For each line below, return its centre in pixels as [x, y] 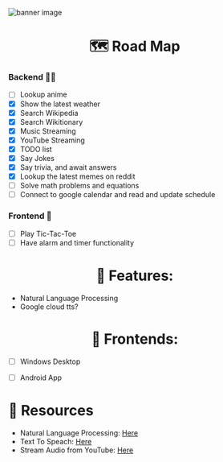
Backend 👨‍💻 [32, 77]
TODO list [36, 149]
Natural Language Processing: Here [79, 433]
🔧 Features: [135, 276]
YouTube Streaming [53, 140]
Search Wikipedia [49, 113]
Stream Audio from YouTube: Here [77, 450]
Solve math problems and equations [79, 186]
